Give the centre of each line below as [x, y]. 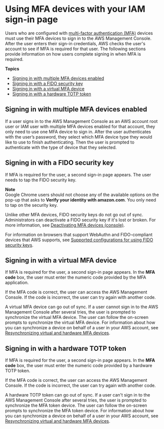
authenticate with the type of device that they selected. [61, 147]
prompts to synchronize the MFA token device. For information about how [80, 411]
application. [17, 283]
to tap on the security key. [31, 205]
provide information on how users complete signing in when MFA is [73, 54]
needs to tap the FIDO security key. [41, 180]
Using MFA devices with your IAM [75, 9]
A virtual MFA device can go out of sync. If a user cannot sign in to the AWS [82, 307]
